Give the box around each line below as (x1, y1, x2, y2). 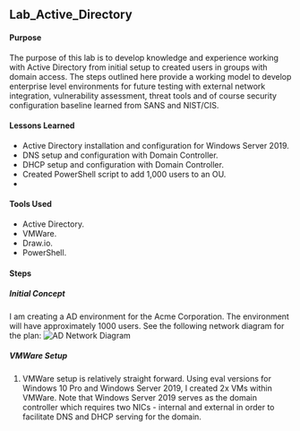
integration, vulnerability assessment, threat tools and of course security (9, 90, 278, 101)
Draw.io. (21, 237, 54, 248)
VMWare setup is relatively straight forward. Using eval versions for (21, 373, 271, 384)
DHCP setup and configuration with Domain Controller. (21, 159, 224, 169)
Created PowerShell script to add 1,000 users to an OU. (21, 168, 227, 179)
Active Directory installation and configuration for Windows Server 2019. (21, 140, 289, 151)
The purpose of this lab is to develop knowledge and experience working (9, 52, 279, 63)
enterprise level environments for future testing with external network (9, 81, 266, 91)
